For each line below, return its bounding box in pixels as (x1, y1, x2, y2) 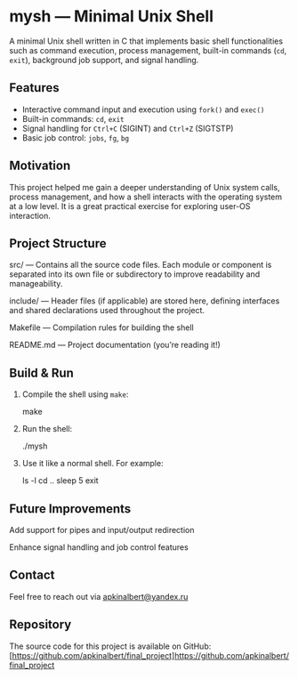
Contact (9, 568, 55, 583)
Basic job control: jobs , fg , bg (21, 132, 130, 143)
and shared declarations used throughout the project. (9, 305, 205, 316)
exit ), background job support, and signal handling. (9, 54, 199, 65)
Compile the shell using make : (21, 389, 129, 400)
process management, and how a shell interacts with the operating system (9, 191, 283, 202)
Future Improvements (9, 501, 132, 516)
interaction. (9, 210, 52, 221)
